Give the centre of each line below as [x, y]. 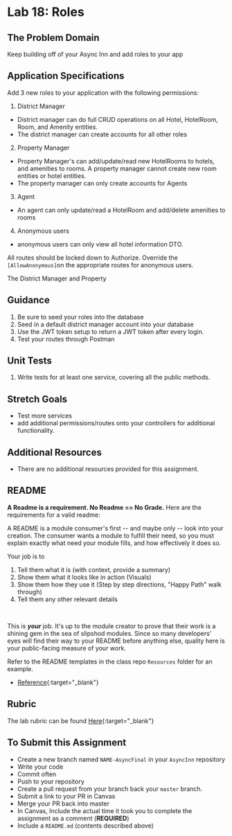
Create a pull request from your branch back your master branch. [110, 789]
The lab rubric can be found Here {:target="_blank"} [81, 720]
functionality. [36, 431]
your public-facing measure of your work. [67, 648]
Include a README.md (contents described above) [86, 826]
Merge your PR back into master [63, 803]
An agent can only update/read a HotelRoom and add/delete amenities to [122, 210]
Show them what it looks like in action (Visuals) [84, 577]
